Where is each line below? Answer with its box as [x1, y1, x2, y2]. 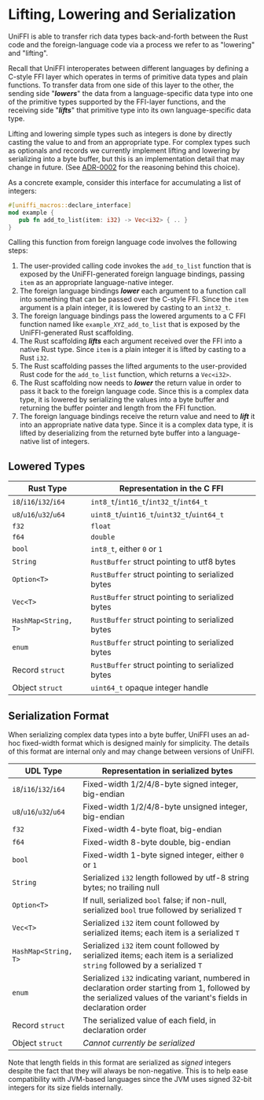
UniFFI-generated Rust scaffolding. [19, 328, 134, 338]
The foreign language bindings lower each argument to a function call [19, 286, 246, 296]
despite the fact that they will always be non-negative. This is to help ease [8, 1066, 249, 1076]
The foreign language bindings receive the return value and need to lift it [19, 412, 255, 421]
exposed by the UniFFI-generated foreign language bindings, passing [19, 269, 245, 279]
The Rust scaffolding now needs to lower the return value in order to [19, 378, 242, 387]
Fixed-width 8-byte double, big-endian [82, 837, 231, 848]
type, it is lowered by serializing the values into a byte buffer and [19, 395, 229, 405]
